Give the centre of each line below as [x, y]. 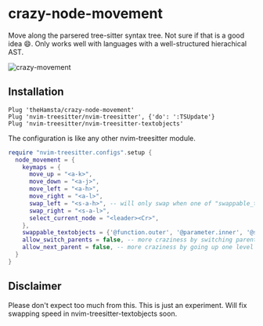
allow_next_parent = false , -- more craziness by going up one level [138, 248]
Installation [36, 92]
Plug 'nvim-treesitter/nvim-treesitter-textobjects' [96, 123]
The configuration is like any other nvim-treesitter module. [102, 138]
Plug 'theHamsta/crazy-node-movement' [71, 110]
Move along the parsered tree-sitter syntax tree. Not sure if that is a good [126, 35]
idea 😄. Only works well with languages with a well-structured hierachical [128, 43]
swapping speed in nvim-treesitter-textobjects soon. [93, 313]
